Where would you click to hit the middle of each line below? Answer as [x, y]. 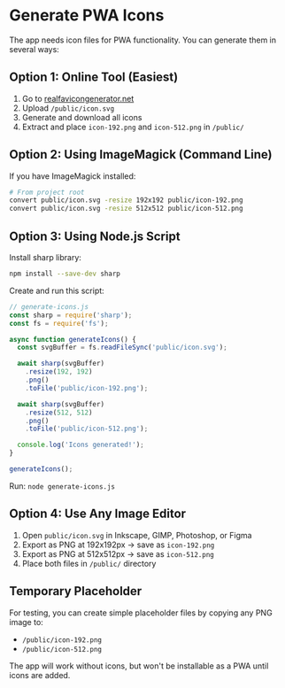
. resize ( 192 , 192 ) [59, 372]
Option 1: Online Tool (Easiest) [94, 77]
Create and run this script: [57, 290]
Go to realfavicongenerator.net [78, 98]
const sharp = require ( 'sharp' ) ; [71, 315]
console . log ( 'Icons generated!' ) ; [81, 445]
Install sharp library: [46, 257]
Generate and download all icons [82, 117]
